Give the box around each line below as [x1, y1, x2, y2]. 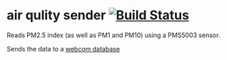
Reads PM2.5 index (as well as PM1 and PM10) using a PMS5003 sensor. [6, 31, 221, 39]
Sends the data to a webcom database [6, 44, 121, 53]
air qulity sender [6, 7, 106, 24]
